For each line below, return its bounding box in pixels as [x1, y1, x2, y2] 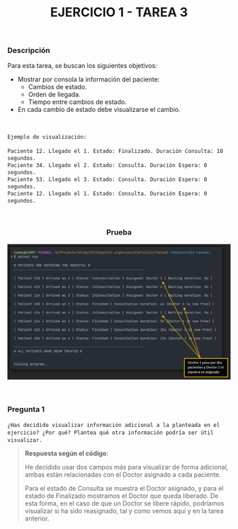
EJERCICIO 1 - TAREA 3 [50, 4, 188, 21]
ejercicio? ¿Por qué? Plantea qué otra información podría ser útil [7, 429, 214, 436]
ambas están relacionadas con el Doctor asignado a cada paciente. [24, 470, 222, 479]
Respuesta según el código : [24, 449, 108, 457]
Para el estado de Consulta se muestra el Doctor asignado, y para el [24, 484, 224, 493]
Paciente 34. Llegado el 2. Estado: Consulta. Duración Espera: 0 [7, 162, 208, 169]
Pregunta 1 [7, 404, 45, 414]
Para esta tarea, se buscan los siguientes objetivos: [7, 62, 157, 70]
